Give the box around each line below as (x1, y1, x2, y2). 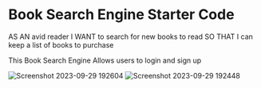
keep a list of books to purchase (8, 40, 114, 49)
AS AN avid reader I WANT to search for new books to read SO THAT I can (8, 32, 254, 41)
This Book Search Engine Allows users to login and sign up (8, 55, 202, 65)
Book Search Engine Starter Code (8, 6, 235, 24)
